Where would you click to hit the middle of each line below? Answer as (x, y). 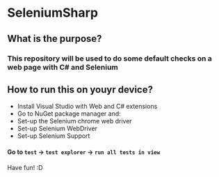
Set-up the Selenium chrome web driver (74, 121)
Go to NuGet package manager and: (69, 114)
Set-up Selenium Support (54, 136)
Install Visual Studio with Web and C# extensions (87, 107)
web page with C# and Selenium (63, 67)
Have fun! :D (25, 167)
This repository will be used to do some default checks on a (109, 59)
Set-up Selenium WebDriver (57, 129)
